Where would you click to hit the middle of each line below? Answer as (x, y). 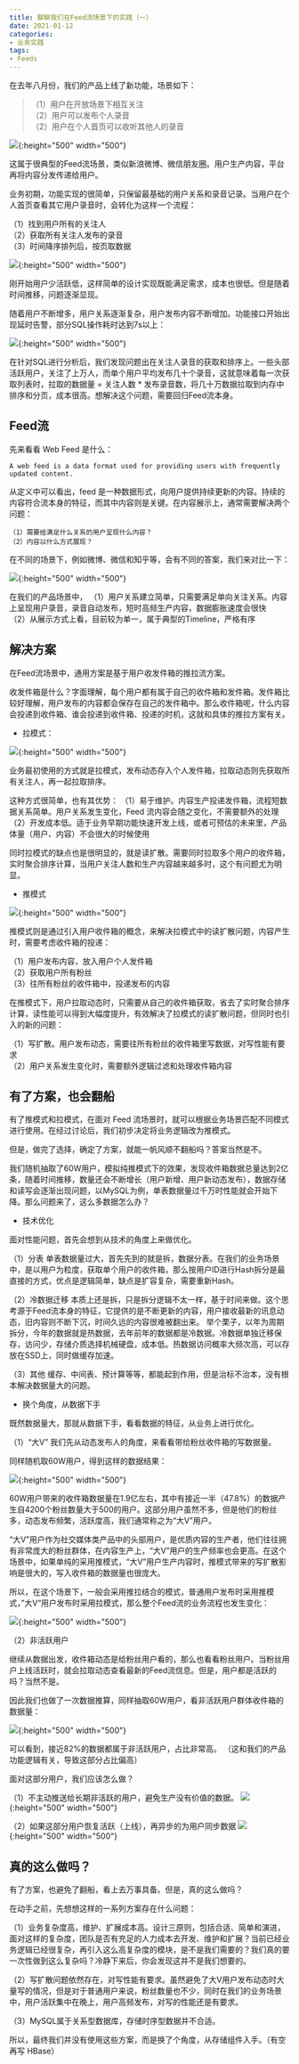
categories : (31, 34)
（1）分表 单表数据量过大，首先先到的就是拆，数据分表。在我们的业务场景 (145, 1259)
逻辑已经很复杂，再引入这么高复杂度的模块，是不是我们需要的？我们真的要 (153, 1950)
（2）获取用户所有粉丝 (51, 972)
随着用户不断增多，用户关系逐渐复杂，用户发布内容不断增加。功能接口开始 (145, 313)
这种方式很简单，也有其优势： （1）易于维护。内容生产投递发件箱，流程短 (145, 800)
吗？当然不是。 (36, 1682)
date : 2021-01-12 (41, 26)
